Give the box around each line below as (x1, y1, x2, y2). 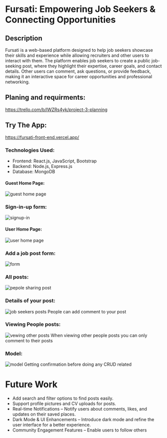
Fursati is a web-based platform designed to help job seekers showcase (5, 47, 153, 53)
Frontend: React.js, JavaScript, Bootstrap (12, 158, 97, 164)
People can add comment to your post (47, 308, 126, 314)
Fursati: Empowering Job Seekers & (5, 3, 156, 15)
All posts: (5, 273, 29, 280)
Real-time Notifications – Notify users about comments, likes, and (12, 406, 147, 412)
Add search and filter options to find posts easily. (12, 395, 114, 402)
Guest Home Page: (5, 180, 45, 186)
